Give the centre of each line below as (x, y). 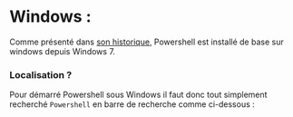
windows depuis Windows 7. (63, 51)
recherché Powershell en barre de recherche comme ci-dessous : (132, 104)
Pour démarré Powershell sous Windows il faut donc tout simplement (138, 95)
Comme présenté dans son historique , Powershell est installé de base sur (146, 42)
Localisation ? (41, 74)
